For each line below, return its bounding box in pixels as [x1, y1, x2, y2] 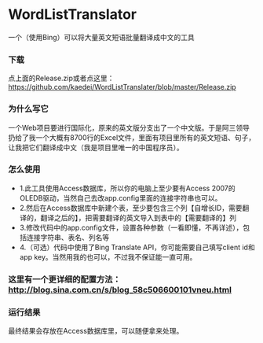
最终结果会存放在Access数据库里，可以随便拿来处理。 [8, 326, 184, 336]
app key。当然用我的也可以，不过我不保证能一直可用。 [19, 252, 197, 261]
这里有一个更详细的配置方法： [8, 274, 122, 285]
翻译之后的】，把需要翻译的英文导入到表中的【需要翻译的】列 [40, 212, 237, 222]
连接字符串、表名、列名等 [26, 232, 110, 242]
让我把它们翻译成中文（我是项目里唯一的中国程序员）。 [8, 142, 184, 152]
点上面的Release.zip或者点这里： [8, 73, 115, 83]
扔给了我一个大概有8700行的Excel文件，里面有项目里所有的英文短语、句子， [8, 132, 256, 142]
